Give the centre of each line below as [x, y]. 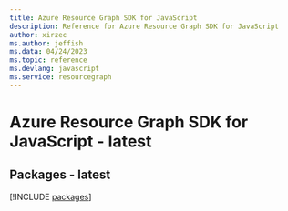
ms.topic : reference [49, 60]
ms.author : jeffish [46, 43]
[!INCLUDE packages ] [51, 196]
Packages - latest [60, 175]
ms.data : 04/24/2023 [49, 52]
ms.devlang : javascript [55, 69]
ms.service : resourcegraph [61, 77]
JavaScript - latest [81, 141]
